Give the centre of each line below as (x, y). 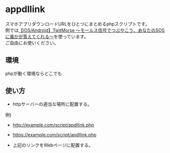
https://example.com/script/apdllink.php (54, 134)
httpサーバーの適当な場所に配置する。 (52, 104)
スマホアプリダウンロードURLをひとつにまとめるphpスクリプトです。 (77, 24)
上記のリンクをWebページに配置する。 (53, 145)
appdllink (25, 9)
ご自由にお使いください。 (32, 43)
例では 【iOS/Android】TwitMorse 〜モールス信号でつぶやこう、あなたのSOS (85, 30)
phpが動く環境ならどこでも (34, 73)
